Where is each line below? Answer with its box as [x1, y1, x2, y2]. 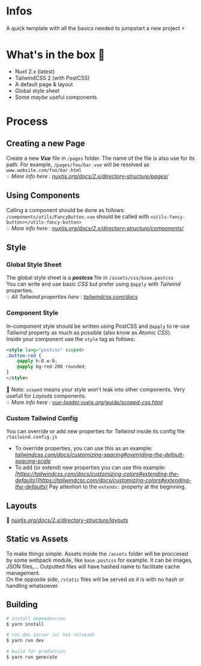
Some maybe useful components [14, 93, 97, 101]
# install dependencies [6, 615, 66, 621]
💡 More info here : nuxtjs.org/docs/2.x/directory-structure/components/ [6, 224, 184, 231]
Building [6, 600, 38, 610]
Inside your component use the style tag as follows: [6, 335, 136, 342]
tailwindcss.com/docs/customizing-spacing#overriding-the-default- [14, 451, 185, 459]
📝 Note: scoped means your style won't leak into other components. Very [6, 386, 185, 393]
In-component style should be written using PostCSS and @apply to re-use [6, 322, 190, 330]
